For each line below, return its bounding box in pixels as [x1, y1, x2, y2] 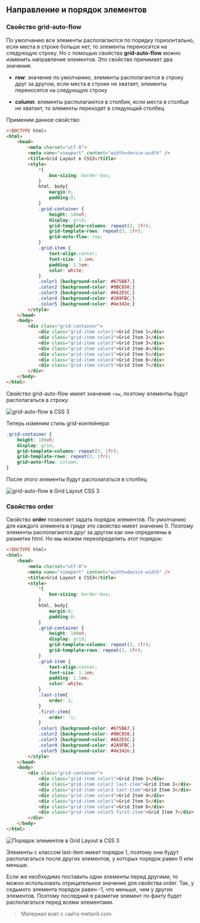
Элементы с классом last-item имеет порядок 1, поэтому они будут [6, 848, 179, 856]
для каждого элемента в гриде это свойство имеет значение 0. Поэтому [6, 522, 193, 529]
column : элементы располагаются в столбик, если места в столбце [14, 98, 189, 105]
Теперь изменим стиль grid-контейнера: [6, 419, 111, 427]
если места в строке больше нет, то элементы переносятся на [6, 43, 168, 50]
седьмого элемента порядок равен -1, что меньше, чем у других [6, 886, 173, 893]
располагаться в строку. [6, 396, 69, 403]
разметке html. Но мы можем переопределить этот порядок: [6, 535, 163, 543]
